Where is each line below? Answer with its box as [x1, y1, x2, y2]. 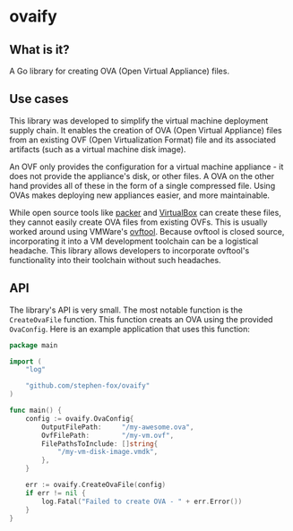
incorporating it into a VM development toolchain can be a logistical [9, 236, 259, 246]
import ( [9, 356, 42, 366]
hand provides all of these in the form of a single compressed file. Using [9, 180, 276, 191]
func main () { [9, 406, 63, 415]
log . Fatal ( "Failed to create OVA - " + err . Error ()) [41, 497, 243, 506]
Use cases [9, 91, 69, 107]
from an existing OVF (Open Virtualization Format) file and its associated [9, 134, 276, 145]
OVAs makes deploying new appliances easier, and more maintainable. [9, 190, 271, 201]
